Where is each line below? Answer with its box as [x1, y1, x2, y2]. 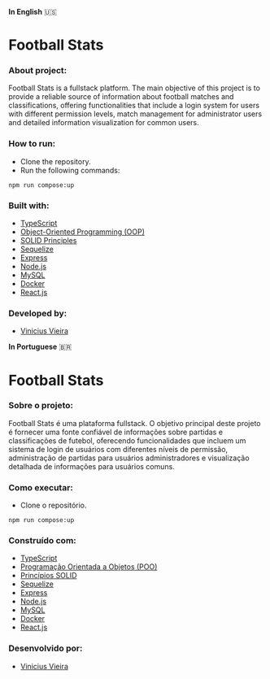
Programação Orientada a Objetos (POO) [20, 562, 158, 572]
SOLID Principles [20, 236, 77, 246]
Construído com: [8, 535, 77, 546]
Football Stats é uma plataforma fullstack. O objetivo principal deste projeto [8, 418, 261, 428]
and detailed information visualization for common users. [8, 118, 199, 128]
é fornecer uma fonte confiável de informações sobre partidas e [8, 427, 224, 437]
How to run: [8, 138, 56, 150]
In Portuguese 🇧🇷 [8, 342, 72, 352]
